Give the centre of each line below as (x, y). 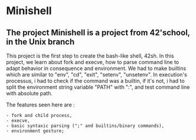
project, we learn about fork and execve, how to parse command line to (93, 62)
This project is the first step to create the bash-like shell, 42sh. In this (90, 56)
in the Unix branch (40, 41)
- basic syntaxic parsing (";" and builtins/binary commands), (85, 126)
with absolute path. (29, 93)
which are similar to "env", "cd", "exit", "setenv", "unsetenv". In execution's (97, 74)
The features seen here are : (41, 105)
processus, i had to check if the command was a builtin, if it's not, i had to (95, 81)
